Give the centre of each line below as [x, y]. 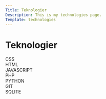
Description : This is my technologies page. [54, 15]
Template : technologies [31, 19]
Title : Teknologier [26, 10]
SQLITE [13, 92]
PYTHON [15, 81]
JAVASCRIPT [19, 70]
